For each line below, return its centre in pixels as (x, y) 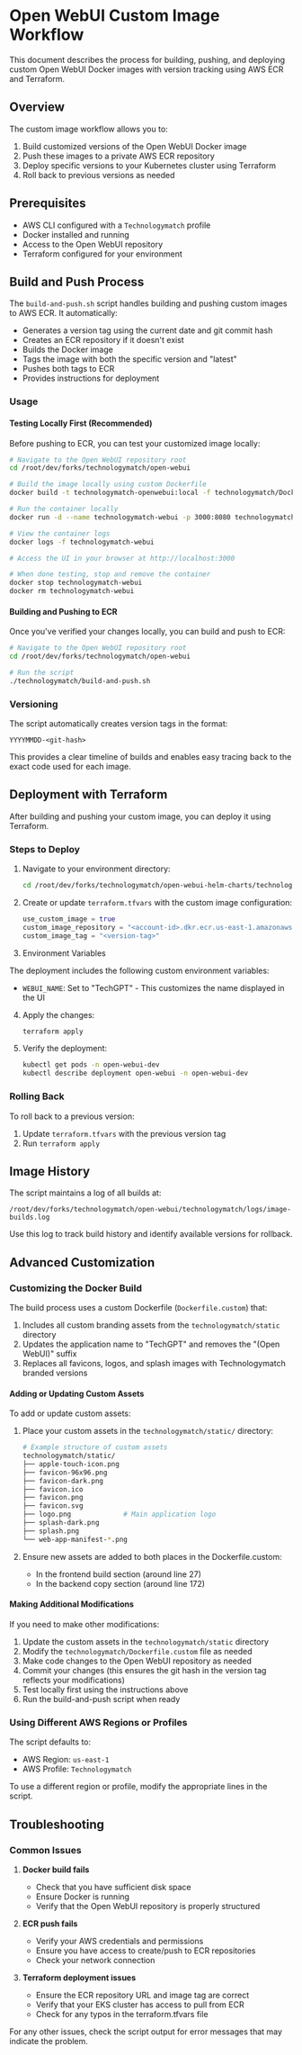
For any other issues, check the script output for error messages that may (146, 2032)
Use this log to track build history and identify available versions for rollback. (151, 1234)
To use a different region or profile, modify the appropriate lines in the (138, 1787)
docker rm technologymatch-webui (72, 591)
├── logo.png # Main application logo (119, 1514)
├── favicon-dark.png (62, 1481)
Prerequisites (48, 203)
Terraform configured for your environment (102, 254)
